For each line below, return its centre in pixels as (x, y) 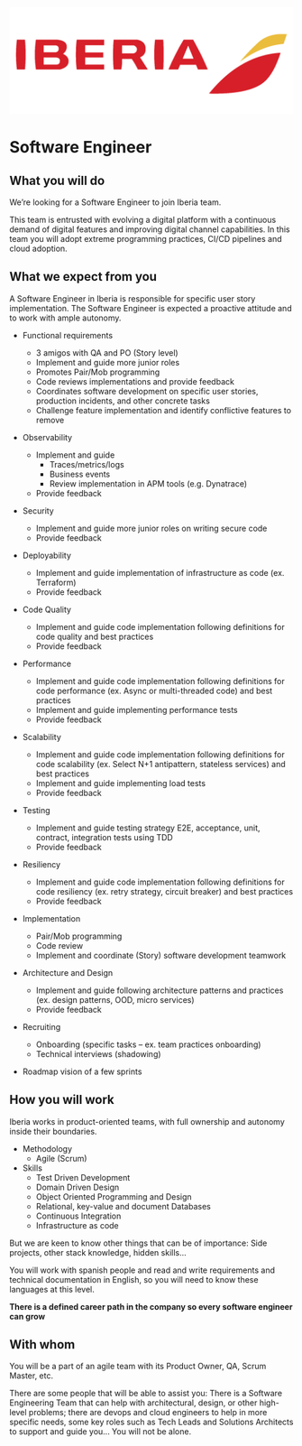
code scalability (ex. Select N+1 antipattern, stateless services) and (160, 764)
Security (38, 510)
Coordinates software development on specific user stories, (147, 391)
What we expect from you (83, 277)
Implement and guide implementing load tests (120, 783)
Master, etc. (32, 1376)
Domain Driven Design (78, 1187)
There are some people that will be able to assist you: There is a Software (146, 1394)
